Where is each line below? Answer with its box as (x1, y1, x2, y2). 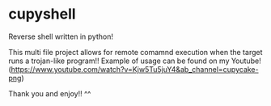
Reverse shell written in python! (8, 32, 113, 41)
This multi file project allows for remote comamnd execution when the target (8, 47, 263, 57)
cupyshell (8, 5, 76, 23)
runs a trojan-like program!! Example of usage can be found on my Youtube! (8, 56, 261, 66)
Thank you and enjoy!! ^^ (8, 88, 91, 98)
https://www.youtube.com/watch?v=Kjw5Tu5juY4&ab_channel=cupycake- (11, 64, 259, 74)
